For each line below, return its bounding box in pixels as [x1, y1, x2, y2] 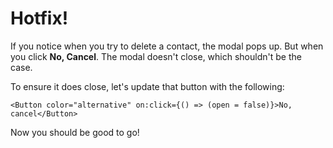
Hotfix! [10, 7, 69, 30]
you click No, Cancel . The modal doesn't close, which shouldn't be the [10, 50, 302, 62]
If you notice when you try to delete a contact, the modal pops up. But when [10, 40, 324, 52]
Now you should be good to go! [10, 126, 140, 138]
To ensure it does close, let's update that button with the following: [10, 80, 285, 92]
